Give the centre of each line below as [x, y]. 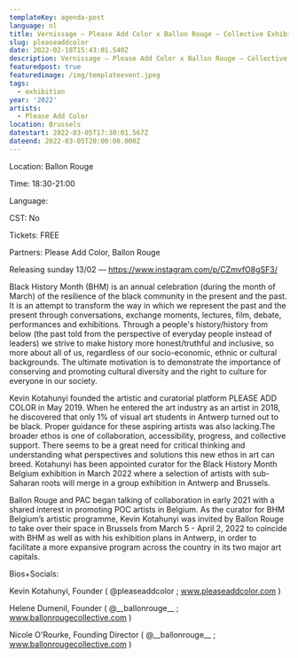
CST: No [24, 217]
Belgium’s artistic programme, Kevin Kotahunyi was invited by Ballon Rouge [146, 519]
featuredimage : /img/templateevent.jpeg [85, 75]
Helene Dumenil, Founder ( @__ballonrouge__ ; [94, 607]
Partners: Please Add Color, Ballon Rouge [85, 252]
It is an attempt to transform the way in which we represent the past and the [148, 305]
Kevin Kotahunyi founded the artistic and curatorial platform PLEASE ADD [143, 398]
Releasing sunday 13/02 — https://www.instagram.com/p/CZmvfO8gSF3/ [143, 269]
